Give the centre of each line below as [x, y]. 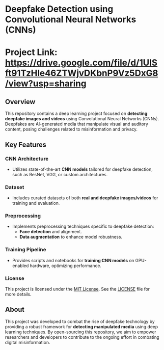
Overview [20, 102]
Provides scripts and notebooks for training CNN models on [73, 260]
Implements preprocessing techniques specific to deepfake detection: [83, 226]
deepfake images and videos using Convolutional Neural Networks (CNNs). [82, 119]
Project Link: [31, 52]
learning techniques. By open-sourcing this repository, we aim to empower [81, 332]
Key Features [26, 145]
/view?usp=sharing [46, 84]
